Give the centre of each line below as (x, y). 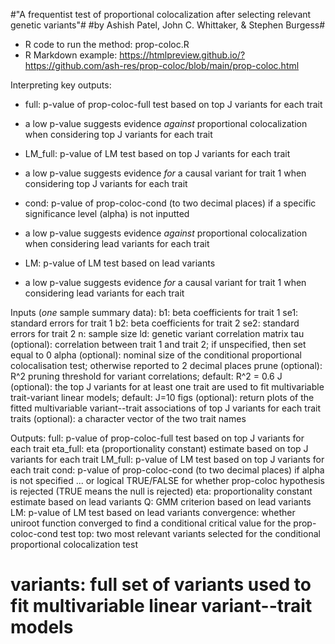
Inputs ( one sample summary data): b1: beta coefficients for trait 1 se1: (154, 312)
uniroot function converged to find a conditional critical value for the (151, 523)
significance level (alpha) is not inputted (107, 213)
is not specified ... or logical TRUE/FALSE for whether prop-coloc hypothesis (167, 480)
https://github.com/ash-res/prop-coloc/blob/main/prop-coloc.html (162, 65)
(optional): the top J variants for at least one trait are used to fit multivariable (167, 387)
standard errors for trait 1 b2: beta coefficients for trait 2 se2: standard (155, 323)
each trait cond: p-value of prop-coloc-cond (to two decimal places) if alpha (167, 470)
